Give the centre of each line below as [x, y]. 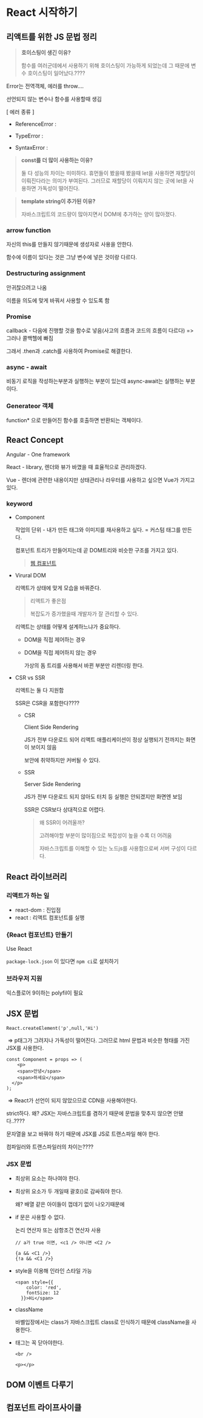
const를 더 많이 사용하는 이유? [57, 160]
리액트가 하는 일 [28, 895]
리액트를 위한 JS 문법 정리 [52, 37]
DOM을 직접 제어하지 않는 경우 [60, 652]
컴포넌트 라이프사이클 [44, 1407]
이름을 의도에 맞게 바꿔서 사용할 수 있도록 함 [58, 300]
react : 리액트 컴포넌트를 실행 [50, 918]
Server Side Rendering [52, 784]
